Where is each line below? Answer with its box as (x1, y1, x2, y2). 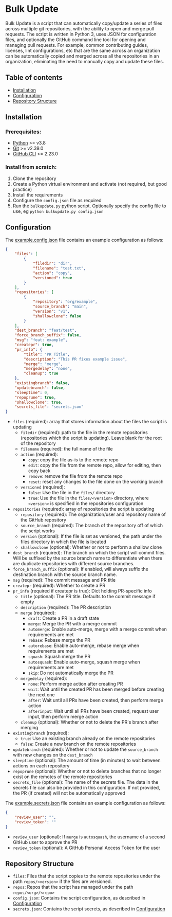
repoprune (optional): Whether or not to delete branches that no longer (12, 768, 162, 775)
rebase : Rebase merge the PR (28, 637, 91, 643)
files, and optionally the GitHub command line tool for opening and (5, 37, 146, 43)
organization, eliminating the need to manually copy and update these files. (5, 58, 164, 64)
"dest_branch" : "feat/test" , (14, 328, 77, 333)
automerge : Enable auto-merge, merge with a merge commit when (28, 626, 167, 633)
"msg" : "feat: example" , (14, 337, 68, 343)
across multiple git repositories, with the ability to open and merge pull (5, 25, 155, 31)
